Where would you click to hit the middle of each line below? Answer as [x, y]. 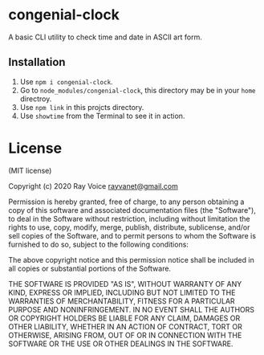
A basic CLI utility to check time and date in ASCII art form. [105, 37]
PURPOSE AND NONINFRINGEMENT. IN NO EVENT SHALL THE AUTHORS [132, 309]
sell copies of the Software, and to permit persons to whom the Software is [132, 235]
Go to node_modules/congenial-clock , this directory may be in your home [138, 90]
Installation [37, 62]
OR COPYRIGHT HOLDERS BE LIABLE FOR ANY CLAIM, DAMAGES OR [124, 318]
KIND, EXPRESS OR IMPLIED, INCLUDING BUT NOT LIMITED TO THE [122, 292]
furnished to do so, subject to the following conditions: [98, 244]
